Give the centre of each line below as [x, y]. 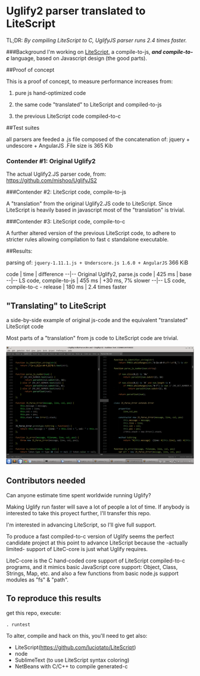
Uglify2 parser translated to [76, 11]
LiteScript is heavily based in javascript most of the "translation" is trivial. [96, 210]
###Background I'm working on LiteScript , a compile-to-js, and [84, 51]
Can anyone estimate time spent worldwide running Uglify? [79, 495]
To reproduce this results [54, 599]
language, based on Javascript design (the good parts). [79, 58]
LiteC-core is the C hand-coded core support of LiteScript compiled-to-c [96, 561]
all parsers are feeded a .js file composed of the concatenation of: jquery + [98, 139]
